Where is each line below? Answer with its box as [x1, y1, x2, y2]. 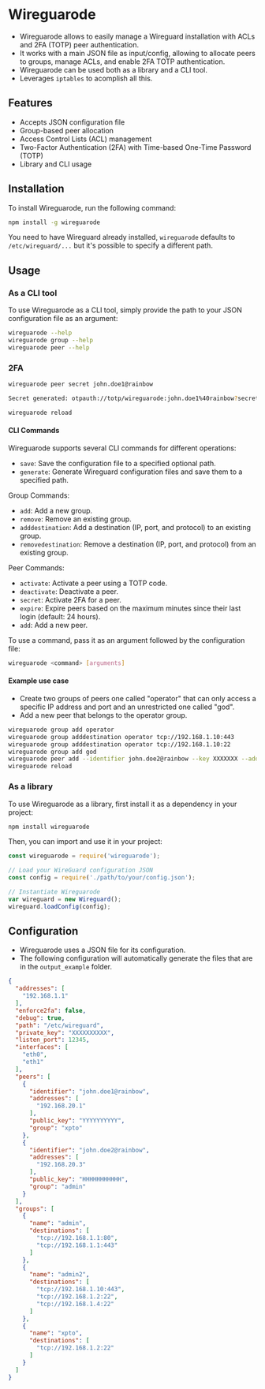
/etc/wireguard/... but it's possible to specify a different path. [8, 241, 213, 250]
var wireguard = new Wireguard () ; [8, 895, 122, 903]
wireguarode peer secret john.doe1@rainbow [8, 380, 154, 388]
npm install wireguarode [8, 823, 90, 831]
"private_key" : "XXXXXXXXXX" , [15, 1029, 114, 1036]
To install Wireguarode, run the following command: [8, 203, 176, 212]
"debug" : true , [15, 1014, 65, 1022]
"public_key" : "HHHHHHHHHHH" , [28, 1175, 129, 1184]
